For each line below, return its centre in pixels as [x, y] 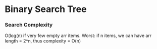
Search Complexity [29, 25]
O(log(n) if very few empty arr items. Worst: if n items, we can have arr [78, 35]
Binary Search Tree [46, 9]
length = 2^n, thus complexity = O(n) [43, 41]
